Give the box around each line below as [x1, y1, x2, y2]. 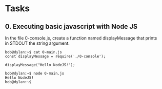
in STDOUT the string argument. [5, 40, 70, 46]
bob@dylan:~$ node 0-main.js [5, 71, 64, 76]
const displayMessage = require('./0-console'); [5, 54, 106, 59]
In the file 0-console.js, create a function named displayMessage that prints [5, 35, 157, 41]
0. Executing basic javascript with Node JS [5, 22, 138, 31]
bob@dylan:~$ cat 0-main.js [5, 50, 62, 54]
